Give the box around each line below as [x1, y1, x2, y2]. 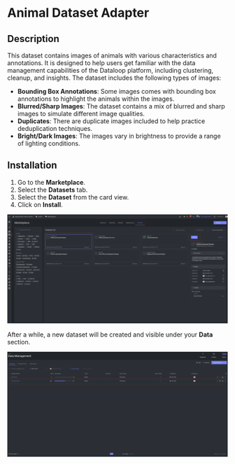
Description [7, 33, 59, 45]
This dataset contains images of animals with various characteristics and [7, 51, 217, 59]
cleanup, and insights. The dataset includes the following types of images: [7, 73, 222, 82]
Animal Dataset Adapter [7, 5, 150, 21]
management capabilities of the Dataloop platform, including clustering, [7, 66, 214, 74]
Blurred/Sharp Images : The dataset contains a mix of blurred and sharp [17, 102, 225, 110]
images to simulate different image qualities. [17, 110, 145, 118]
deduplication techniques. [17, 125, 93, 132]
